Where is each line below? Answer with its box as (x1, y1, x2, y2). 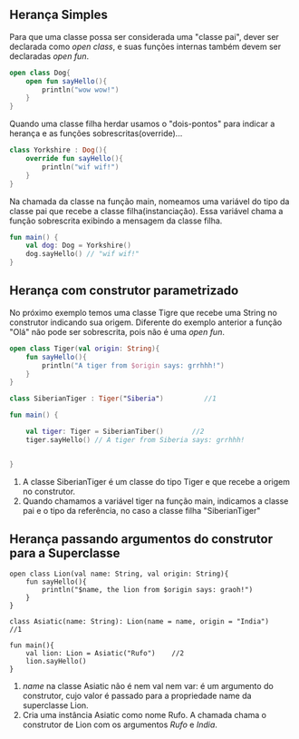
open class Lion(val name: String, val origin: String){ (9, 569, 229, 579)
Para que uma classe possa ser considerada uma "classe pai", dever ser (9, 31, 279, 42)
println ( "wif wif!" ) (42, 163, 120, 172)
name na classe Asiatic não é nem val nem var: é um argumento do (22, 681, 274, 692)
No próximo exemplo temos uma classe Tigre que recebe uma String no (9, 307, 278, 318)
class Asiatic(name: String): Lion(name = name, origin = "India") (9, 617, 270, 626)
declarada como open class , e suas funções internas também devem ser (9, 41, 282, 52)
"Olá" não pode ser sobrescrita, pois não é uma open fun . (9, 326, 225, 337)
